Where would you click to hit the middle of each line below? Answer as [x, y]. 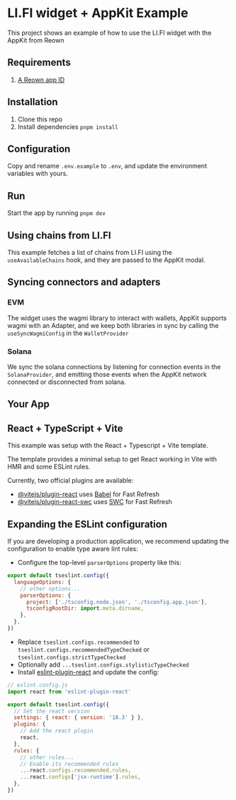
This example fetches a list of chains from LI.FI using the [90, 252]
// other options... [50, 588]
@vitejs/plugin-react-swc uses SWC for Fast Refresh [95, 502]
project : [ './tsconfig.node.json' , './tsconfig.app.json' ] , [117, 602]
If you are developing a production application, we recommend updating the [118, 541]
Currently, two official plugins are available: [71, 481]
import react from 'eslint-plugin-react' [69, 691]
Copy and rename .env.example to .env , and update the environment [107, 166]
